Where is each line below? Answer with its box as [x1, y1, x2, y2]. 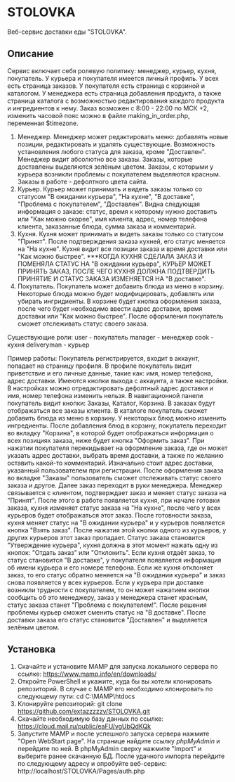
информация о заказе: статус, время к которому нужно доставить [17, 207, 217, 215]
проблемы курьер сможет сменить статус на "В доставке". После [7, 608, 206, 616]
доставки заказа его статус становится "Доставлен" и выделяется [7, 615, 208, 624]
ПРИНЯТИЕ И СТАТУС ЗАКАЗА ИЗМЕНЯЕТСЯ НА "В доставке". [17, 274, 206, 283]
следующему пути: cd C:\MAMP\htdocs [17, 692, 135, 700]
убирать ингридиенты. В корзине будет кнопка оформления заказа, [17, 297, 222, 305]
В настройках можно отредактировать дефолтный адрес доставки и [7, 384, 214, 392]
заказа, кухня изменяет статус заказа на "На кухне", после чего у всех [7, 504, 221, 512]
